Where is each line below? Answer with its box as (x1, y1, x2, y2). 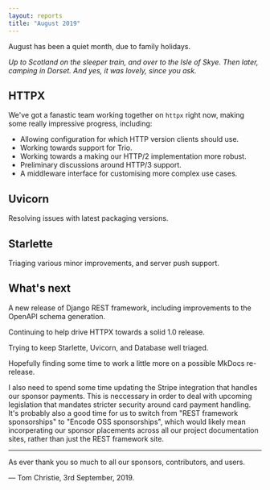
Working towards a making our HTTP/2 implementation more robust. (19, 152, 247, 161)
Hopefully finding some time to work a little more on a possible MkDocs (8, 358, 245, 367)
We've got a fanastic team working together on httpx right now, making (8, 110, 245, 120)
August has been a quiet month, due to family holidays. (8, 41, 191, 51)
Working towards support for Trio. (19, 143, 133, 153)
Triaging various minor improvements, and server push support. (8, 258, 219, 268)
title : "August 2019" (8, 19, 81, 27)
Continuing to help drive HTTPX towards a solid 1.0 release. (8, 327, 205, 337)
